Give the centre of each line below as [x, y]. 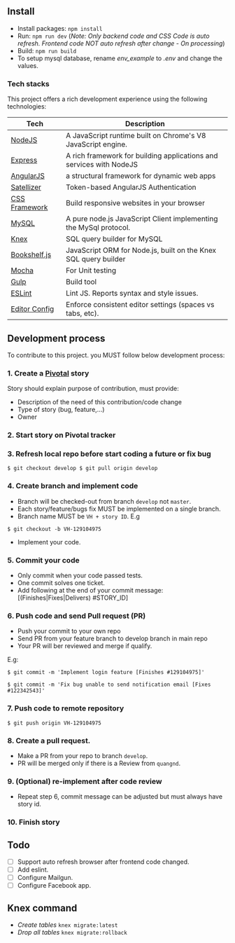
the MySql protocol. [98, 228]
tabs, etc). [83, 313]
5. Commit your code [43, 560]
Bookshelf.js [31, 255]
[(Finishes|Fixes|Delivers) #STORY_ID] [73, 598]
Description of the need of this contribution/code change [99, 402]
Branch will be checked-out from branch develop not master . [104, 501]
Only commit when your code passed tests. [80, 576]
